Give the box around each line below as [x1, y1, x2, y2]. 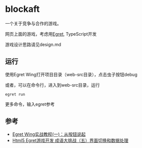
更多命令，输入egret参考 [5, 101, 55, 107]
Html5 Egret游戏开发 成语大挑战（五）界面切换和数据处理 [12, 137, 129, 143]
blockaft [5, 3, 40, 15]
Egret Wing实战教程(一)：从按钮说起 [12, 131, 86, 137]
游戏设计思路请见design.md [5, 41, 62, 48]
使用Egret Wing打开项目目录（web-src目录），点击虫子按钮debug [5, 71, 138, 77]
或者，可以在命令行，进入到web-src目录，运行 [5, 82, 100, 88]
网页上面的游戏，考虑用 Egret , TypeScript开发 [5, 31, 97, 37]
